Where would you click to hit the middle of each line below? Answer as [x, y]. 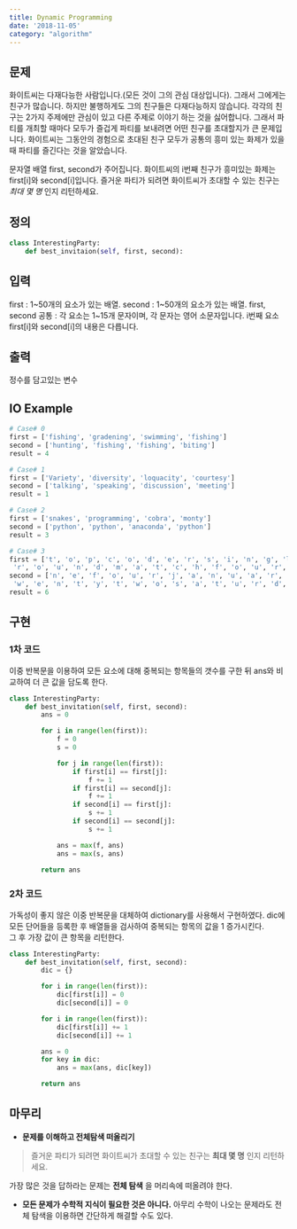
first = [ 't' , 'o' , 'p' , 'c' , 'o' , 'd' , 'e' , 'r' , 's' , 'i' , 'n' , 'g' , [144, 560]
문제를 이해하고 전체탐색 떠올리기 [78, 1137]
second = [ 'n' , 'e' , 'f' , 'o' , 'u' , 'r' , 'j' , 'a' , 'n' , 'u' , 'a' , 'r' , [146, 576]
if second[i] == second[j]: [124, 821]
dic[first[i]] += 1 [92, 1027]
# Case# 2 [27, 511]
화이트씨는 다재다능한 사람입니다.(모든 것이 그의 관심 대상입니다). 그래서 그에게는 [148, 95]
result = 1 [29, 494]
